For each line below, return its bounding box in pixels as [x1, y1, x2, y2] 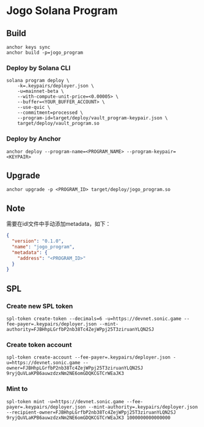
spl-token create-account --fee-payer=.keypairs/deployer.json [6, 354, 171, 361]
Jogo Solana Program [6, 4, 118, 18]
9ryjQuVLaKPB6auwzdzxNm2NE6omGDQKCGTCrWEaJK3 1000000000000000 [6, 414, 171, 421]
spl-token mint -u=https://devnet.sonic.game [6, 398, 124, 404]
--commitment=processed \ [17, 110, 84, 116]
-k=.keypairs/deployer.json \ [17, 83, 95, 89]
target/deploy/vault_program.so [17, 121, 100, 127]
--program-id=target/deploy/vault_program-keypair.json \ [17, 115, 168, 121]
